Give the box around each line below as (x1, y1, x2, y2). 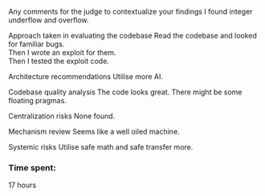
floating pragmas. (8, 96, 67, 105)
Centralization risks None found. (8, 111, 116, 121)
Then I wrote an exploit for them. (8, 48, 116, 57)
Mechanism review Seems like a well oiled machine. (8, 127, 180, 136)
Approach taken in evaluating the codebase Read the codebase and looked (8, 31, 257, 40)
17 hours (8, 180, 37, 190)
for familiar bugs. (8, 39, 65, 49)
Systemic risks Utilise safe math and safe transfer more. (8, 142, 194, 151)
